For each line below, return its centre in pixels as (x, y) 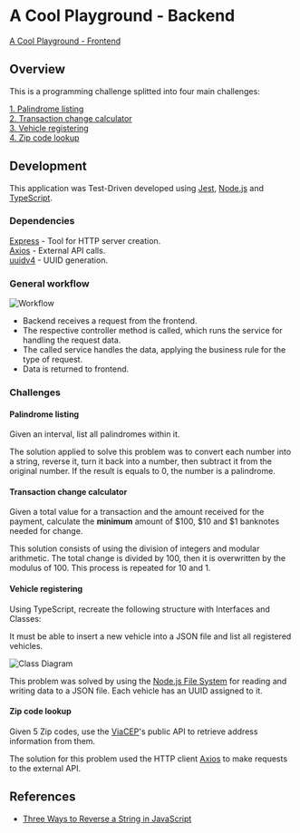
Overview (38, 69)
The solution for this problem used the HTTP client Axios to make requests (149, 759)
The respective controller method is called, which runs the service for (152, 331)
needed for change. (46, 531)
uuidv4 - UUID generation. (59, 260)
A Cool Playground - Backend (122, 16)
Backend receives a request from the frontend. (110, 321)
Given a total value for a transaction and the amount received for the (137, 512)
